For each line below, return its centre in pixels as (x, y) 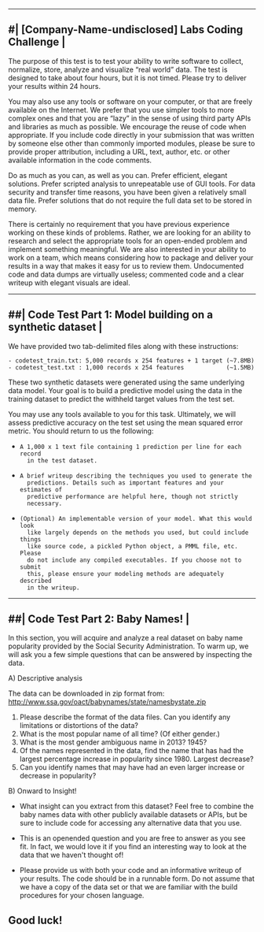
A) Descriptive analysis (45, 678)
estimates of (41, 489)
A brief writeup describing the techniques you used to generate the (136, 476)
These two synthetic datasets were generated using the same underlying (126, 382)
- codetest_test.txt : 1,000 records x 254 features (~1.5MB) (132, 367)
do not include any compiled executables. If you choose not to (134, 560)
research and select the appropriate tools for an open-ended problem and (128, 240)
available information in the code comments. (80, 160)
